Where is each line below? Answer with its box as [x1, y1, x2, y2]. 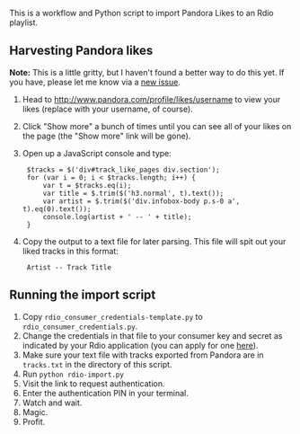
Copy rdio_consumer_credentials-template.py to [22, 311, 204, 322]
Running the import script [9, 288, 156, 303]
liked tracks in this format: [22, 245, 119, 256]
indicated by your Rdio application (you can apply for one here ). [22, 340, 259, 350]
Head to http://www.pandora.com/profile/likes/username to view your [22, 93, 281, 104]
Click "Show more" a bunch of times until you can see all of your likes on [22, 120, 292, 131]
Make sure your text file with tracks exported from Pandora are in [22, 350, 264, 360]
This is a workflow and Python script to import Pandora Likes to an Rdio [9, 8, 274, 18]
